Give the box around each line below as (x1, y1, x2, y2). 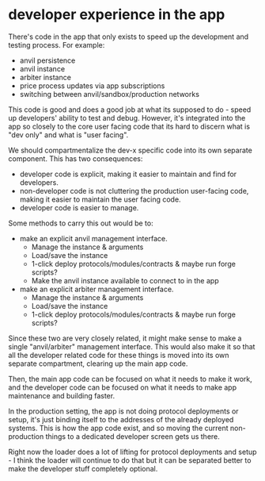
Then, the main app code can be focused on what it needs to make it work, (8, 374, 252, 383)
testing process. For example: (8, 40, 105, 49)
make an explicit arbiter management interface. (19, 284, 174, 294)
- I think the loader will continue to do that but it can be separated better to (8, 455, 252, 465)
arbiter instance (19, 72, 71, 82)
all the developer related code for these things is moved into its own (8, 350, 229, 360)
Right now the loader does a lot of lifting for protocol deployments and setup (8, 447, 257, 456)
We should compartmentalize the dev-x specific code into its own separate (8, 145, 253, 155)
